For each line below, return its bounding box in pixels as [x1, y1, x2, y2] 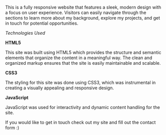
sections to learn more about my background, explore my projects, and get [5, 15, 160, 21]
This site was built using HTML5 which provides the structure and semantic [5, 50, 161, 55]
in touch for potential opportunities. [5, 20, 78, 26]
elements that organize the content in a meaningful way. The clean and [5, 55, 152, 61]
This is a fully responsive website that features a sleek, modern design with [5, 5, 161, 10]
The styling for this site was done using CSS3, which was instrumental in [5, 80, 156, 85]
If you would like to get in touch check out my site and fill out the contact [5, 119, 156, 125]
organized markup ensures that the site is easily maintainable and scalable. [5, 60, 161, 66]
